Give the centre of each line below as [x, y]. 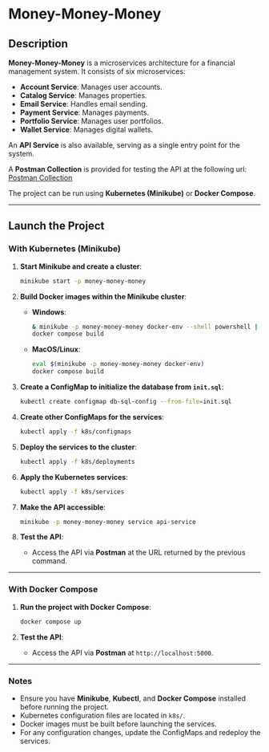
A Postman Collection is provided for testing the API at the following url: [127, 169]
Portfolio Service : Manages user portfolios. [92, 121]
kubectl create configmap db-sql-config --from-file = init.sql [126, 402]
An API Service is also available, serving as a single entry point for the [124, 145]
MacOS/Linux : [56, 349]
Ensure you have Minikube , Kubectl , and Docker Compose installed [133, 698]
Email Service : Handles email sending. [84, 104]
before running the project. [64, 706]
